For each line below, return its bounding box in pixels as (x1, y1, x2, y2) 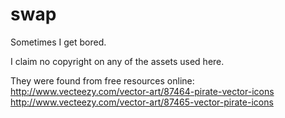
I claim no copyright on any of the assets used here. (10, 55, 225, 67)
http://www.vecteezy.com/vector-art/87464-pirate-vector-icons (10, 85, 275, 97)
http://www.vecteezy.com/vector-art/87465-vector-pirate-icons (10, 96, 274, 108)
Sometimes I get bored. (10, 36, 107, 48)
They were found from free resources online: (10, 74, 195, 87)
